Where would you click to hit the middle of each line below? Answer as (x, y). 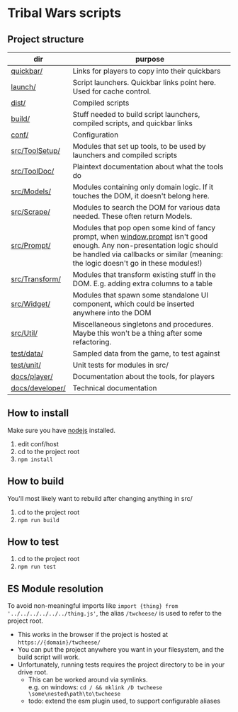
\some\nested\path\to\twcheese (74, 694)
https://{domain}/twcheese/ (59, 643)
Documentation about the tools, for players (143, 377)
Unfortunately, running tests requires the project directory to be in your (121, 665)
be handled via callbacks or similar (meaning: (148, 254)
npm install (35, 459)
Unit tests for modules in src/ (120, 365)
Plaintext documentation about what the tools (148, 166)
